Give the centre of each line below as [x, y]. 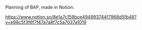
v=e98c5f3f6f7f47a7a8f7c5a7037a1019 [46, 22]
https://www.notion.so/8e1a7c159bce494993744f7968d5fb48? [71, 17]
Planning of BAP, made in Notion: [40, 7]
